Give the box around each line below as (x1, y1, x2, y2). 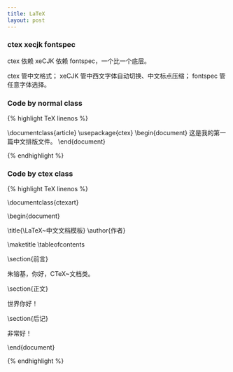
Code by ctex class (7, 169, 73, 179)
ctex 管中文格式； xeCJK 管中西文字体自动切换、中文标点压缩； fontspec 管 (7, 71, 226, 80)
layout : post (7, 17, 45, 24)
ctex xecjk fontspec (7, 40, 76, 50)
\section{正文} (7, 284, 49, 293)
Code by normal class (7, 98, 83, 108)
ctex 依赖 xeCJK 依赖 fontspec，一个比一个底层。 (7, 57, 150, 65)
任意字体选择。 (7, 80, 50, 88)
